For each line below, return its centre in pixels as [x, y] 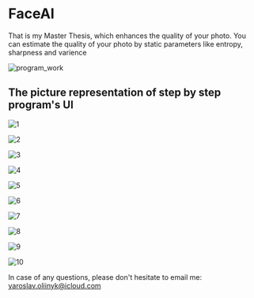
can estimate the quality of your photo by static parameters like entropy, [126, 43]
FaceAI [32, 14]
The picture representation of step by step [115, 93]
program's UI [41, 105]
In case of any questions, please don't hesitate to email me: [105, 277]
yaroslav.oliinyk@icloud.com [55, 285]
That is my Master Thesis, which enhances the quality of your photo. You [127, 36]
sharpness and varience [47, 52]
